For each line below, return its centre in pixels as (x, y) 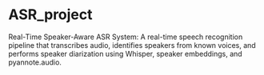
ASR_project (51, 15)
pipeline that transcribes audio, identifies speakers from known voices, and (132, 45)
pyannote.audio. (35, 62)
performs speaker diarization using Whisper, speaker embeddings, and (125, 53)
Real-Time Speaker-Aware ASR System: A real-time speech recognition (126, 37)
